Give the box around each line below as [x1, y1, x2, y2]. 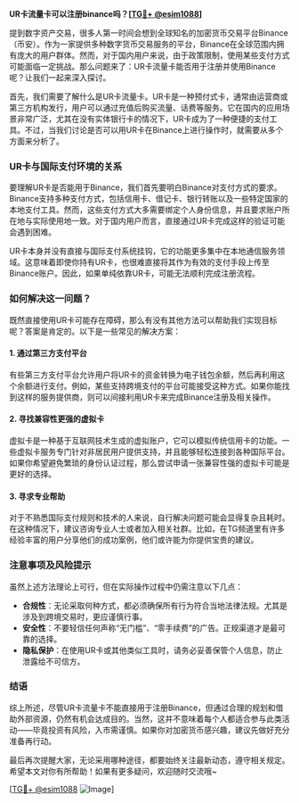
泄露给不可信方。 [21, 656, 85, 666]
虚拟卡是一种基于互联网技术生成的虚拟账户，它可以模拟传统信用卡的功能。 [9, 435, 282, 445]
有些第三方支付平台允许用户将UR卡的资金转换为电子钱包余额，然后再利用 [9, 369, 278, 380]
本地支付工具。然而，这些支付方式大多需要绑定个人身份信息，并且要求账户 [9, 204, 282, 215]
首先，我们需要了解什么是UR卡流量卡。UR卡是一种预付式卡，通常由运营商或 [9, 91, 288, 102]
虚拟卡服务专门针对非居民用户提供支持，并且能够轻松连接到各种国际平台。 [16, 446, 290, 457]
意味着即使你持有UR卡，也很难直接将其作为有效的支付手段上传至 [32, 257, 270, 268]
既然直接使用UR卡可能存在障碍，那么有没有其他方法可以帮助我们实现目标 [9, 314, 278, 325]
